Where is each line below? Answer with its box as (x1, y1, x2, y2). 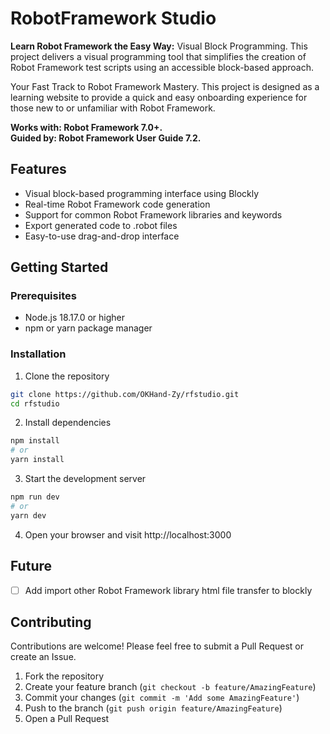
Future (10, 558, 53, 575)
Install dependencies (24, 417, 112, 429)
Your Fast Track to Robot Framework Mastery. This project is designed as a (10, 80, 320, 92)
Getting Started (10, 259, 109, 276)
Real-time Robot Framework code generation (24, 198, 211, 210)
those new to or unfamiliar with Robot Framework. (10, 102, 216, 114)
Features (10, 161, 67, 178)
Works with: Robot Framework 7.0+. (10, 121, 163, 133)
